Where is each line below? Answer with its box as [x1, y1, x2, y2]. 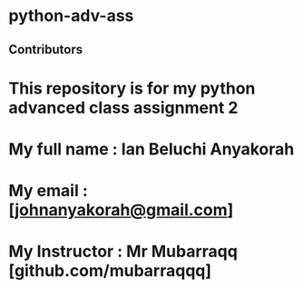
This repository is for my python [8, 78, 256, 98]
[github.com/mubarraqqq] [8, 261, 212, 282]
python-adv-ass [8, 5, 134, 26]
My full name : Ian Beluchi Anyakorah [8, 138, 295, 159]
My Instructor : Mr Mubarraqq [8, 242, 238, 262]
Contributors [8, 42, 83, 57]
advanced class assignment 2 [8, 97, 239, 118]
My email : [8, 181, 88, 201]
